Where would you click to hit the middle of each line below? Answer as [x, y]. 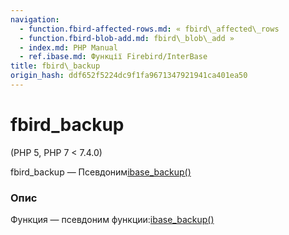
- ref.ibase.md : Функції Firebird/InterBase [113, 57]
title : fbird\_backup [55, 66]
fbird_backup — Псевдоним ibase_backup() [101, 172]
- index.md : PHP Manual [68, 47]
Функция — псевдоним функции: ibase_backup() [112, 220]
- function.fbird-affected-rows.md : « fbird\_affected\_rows [149, 29]
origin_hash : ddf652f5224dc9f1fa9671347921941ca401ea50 [129, 76]
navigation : [35, 19]
